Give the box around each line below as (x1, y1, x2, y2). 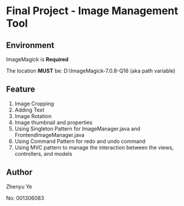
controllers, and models (14, 150, 73, 157)
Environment (6, 40, 55, 50)
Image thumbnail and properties (14, 119, 93, 126)
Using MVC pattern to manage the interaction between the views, (14, 143, 174, 151)
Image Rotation (14, 112, 52, 119)
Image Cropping (14, 100, 54, 107)
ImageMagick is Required (6, 56, 69, 63)
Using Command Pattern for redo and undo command (14, 138, 146, 145)
